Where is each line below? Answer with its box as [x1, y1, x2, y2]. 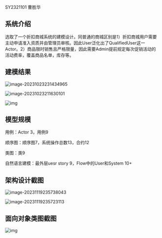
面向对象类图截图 [5, 214, 57, 222]
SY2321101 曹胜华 [5, 4, 41, 10]
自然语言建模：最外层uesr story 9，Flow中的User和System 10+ [5, 160, 132, 166]
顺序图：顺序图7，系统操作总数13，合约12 [5, 140, 90, 146]
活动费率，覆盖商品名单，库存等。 [5, 52, 74, 58]
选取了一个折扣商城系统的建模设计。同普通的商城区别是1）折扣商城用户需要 [5, 34, 157, 40]
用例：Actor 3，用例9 [5, 129, 49, 135]
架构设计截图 [5, 176, 44, 184]
